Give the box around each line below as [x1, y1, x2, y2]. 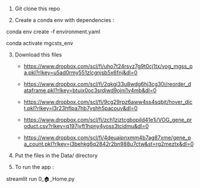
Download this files [14, 51, 62, 58]
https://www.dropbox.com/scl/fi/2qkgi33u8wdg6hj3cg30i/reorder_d [23, 80, 192, 87]
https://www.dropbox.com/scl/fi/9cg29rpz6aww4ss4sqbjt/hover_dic [23, 98, 193, 105]
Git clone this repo [14, 5, 61, 12]
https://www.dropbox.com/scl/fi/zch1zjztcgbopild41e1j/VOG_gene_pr [23, 116, 192, 123]
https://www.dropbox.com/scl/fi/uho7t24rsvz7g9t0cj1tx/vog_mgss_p [23, 62, 193, 70]
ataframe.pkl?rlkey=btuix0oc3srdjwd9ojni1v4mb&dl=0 [23, 87, 157, 94]
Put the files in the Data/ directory [14, 152, 98, 159]
